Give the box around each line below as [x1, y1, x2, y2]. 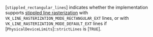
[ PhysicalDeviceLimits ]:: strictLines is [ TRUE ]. [5, 26, 102, 32]
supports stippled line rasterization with [5, 10, 88, 16]
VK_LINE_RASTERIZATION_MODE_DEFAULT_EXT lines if [5, 20, 107, 26]
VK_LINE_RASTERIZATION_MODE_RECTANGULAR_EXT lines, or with [5, 15, 129, 21]
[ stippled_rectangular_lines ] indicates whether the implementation [5, 5, 148, 10]
